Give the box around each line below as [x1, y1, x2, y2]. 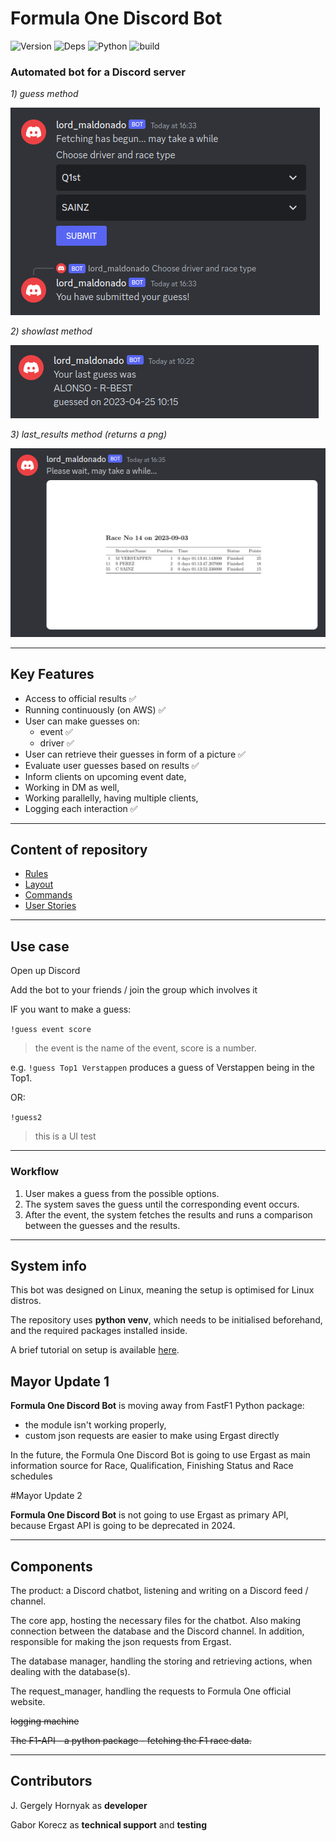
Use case [10, 938, 70, 955]
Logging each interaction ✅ [24, 802, 138, 814]
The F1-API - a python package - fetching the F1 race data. [10, 1734, 252, 1746]
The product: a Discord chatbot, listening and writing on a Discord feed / [10, 1584, 309, 1596]
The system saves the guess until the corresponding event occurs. [24, 1198, 300, 1210]
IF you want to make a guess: [10, 1003, 132, 1016]
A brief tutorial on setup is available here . [10, 1344, 180, 1356]
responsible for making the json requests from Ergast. [10, 1635, 232, 1647]
